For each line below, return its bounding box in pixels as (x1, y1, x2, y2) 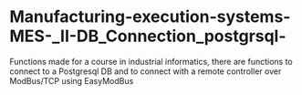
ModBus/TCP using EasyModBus (9, 75, 134, 86)
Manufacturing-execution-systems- (9, 6, 291, 27)
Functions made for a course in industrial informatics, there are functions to (9, 56, 294, 67)
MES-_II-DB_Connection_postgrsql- (9, 26, 286, 47)
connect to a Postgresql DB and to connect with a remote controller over (9, 66, 282, 77)
